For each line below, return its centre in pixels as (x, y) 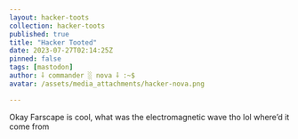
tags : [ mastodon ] (41, 68)
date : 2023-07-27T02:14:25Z (61, 51)
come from (29, 127)
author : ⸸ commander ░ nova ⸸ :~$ (72, 76)
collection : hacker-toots (57, 26)
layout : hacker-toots (49, 17)
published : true (39, 34)
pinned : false (36, 59)
